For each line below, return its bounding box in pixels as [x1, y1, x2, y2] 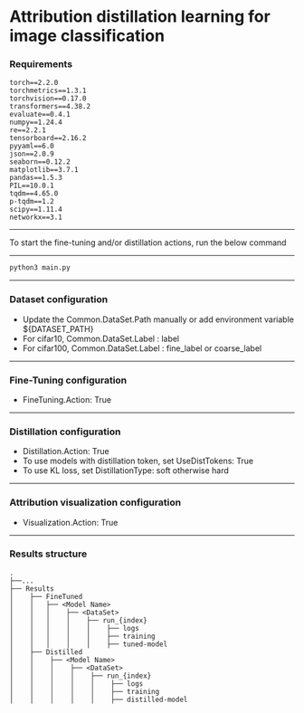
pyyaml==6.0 [9, 142, 54, 151]
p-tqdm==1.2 [9, 197, 54, 206]
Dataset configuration [9, 293, 109, 306]
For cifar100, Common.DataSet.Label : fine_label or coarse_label [22, 342, 262, 354]
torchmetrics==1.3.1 [9, 86, 88, 96]
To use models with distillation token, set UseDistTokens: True [22, 455, 254, 467]
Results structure [9, 547, 88, 560]
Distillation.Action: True [22, 446, 110, 457]
